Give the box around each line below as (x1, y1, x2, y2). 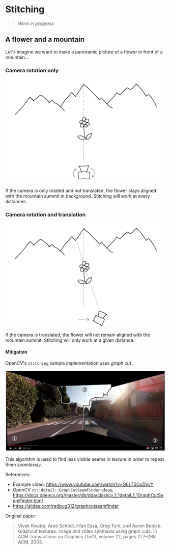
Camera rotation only (5, 67, 59, 74)
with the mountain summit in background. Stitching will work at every (5, 193, 150, 199)
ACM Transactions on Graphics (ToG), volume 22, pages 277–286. (17, 533, 157, 539)
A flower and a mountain (5, 35, 85, 44)
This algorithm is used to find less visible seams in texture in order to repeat (5, 456, 164, 462)
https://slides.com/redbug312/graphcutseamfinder (12, 503, 119, 509)
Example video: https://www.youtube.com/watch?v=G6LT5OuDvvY (12, 481, 154, 487)
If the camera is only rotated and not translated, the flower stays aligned (5, 187, 157, 194)
